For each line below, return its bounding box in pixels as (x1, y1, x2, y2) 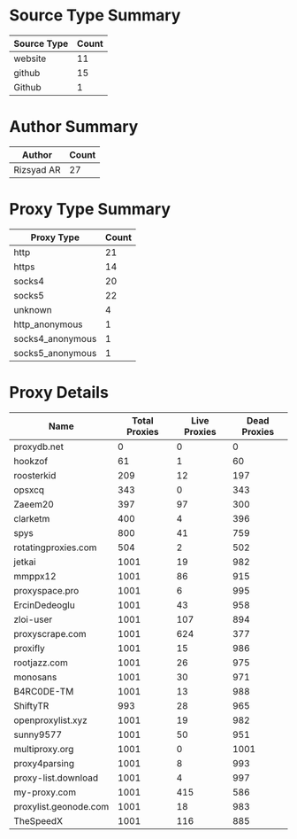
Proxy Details (9, 383, 109, 402)
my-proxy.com (13, 786, 77, 798)
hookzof (13, 454, 49, 467)
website (13, 52, 47, 65)
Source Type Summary (9, 5, 181, 26)
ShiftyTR (13, 699, 49, 711)
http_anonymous (13, 318, 83, 330)
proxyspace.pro (13, 584, 80, 596)
